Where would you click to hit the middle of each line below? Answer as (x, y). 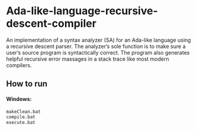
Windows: (19, 99)
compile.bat (21, 117)
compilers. (19, 65)
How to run (27, 84)
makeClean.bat (24, 112)
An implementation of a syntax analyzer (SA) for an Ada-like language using (98, 40)
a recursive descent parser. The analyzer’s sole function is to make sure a (96, 46)
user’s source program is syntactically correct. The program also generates (98, 52)
